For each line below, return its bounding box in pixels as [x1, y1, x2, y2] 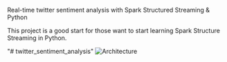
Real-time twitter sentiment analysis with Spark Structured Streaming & [7, 6, 210, 14]
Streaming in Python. [7, 34, 67, 42]
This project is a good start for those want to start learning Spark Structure [7, 27, 220, 34]
